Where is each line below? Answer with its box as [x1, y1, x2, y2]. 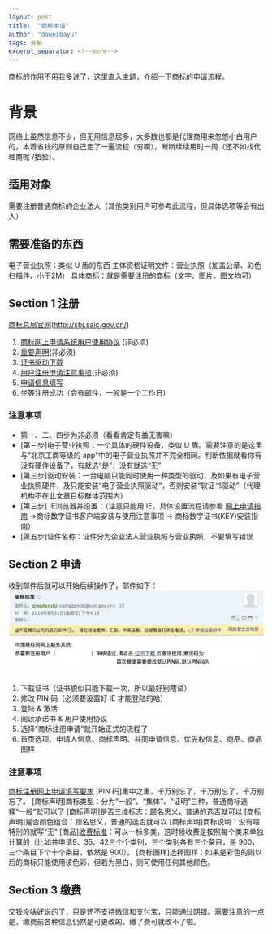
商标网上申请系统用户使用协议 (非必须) [19, 337, 149, 347]
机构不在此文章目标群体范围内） [19, 491, 127, 500]
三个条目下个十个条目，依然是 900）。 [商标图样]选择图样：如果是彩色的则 [8, 847, 256, 857]
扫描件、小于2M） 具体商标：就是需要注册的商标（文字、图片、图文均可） [8, 270, 257, 280]
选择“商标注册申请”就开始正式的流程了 [19, 724, 149, 733]
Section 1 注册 [8, 296, 80, 310]
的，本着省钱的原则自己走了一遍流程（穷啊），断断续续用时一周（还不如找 [8, 142, 254, 152]
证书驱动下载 [19, 357, 63, 367]
